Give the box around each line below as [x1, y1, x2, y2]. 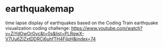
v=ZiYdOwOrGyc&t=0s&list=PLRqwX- [5, 30, 85, 36]
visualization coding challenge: [5, 25, 70, 31]
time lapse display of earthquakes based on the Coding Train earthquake [5, 20, 158, 26]
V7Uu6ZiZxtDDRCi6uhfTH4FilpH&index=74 [5, 36, 96, 42]
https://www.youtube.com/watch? [71, 25, 143, 31]
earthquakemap [5, 3, 75, 15]
